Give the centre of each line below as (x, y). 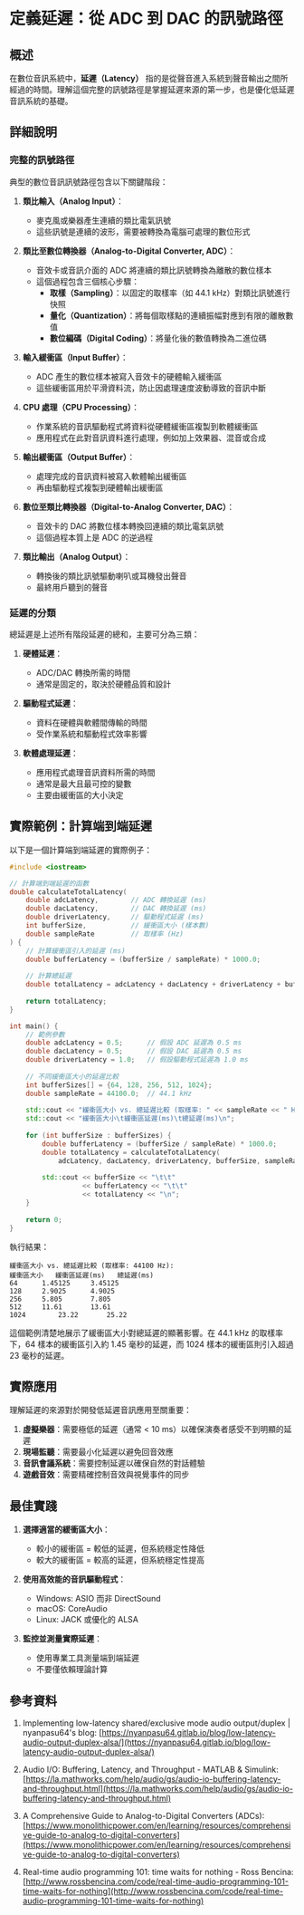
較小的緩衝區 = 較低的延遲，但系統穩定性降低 (120, 1549)
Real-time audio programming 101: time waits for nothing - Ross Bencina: (158, 1872)
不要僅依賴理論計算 (72, 1670)
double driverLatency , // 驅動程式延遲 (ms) (115, 917)
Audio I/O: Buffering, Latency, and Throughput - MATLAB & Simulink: (150, 1769)
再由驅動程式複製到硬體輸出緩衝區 (100, 487)
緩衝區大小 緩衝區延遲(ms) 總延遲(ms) (81, 1275)
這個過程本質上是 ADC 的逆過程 (95, 537)
